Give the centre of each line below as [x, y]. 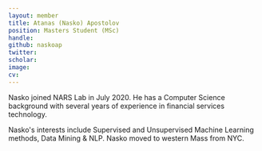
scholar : [23, 60]
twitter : [23, 52]
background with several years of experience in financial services [117, 106]
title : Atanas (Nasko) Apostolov [64, 23]
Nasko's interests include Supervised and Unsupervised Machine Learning [131, 130]
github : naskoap [35, 45]
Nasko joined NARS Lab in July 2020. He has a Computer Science [117, 97]
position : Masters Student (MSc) [64, 30]
